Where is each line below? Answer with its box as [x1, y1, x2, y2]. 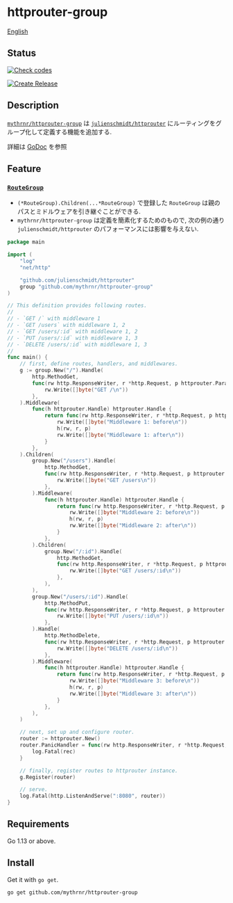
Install [7, 857, 35, 869]
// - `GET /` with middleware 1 [7, 315, 101, 322]
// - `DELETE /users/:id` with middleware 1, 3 [7, 341, 148, 348]
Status [7, 47, 37, 59]
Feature [7, 163, 42, 175]
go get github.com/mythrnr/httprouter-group [7, 888, 138, 896]
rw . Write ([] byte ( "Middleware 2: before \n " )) [69, 509, 200, 516]
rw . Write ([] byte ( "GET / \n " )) [44, 386, 129, 393]
